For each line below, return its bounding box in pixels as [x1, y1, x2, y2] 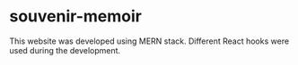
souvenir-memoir [9, 6, 142, 27]
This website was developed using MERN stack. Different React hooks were [9, 36, 290, 46]
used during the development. [9, 45, 121, 55]
